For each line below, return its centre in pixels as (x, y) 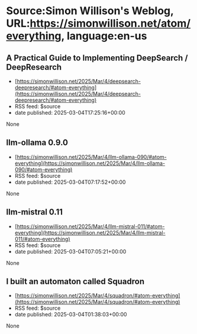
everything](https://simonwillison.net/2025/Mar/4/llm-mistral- (90, 232)
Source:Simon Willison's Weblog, (90, 11)
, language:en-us (104, 36)
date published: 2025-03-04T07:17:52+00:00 (70, 182)
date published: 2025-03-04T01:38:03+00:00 (71, 314)
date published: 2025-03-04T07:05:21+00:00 (70, 251)
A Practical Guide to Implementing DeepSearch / (97, 58)
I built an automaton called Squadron (75, 282)
